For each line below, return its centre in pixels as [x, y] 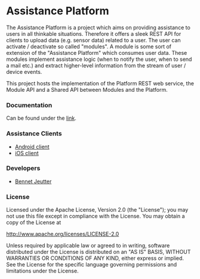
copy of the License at [34, 222]
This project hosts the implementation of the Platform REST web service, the [100, 83]
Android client [32, 147]
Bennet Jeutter [33, 181]
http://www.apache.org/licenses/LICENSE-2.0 [63, 234]
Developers [23, 168]
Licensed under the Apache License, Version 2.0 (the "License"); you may [97, 210]
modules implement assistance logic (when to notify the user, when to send [99, 59]
